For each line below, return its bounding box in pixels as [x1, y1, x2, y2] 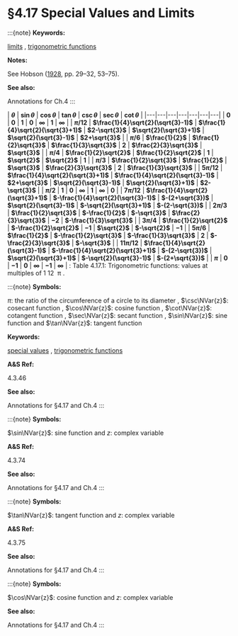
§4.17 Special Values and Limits [7, 5, 195, 21]
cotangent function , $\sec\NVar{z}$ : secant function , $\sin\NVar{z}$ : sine [7, 311, 228, 319]
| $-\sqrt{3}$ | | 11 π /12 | [72, 239, 143, 247]
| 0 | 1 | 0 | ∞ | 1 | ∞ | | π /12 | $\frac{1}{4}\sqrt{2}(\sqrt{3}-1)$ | [7, 118, 197, 127]
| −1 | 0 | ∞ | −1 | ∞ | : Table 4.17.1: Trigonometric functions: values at [7, 261, 208, 270]
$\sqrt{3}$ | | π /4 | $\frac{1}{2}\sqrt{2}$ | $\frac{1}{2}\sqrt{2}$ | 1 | [7, 148, 214, 157]
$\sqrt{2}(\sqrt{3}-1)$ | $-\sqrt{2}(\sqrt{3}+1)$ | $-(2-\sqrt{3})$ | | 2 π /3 [7, 200, 228, 210]
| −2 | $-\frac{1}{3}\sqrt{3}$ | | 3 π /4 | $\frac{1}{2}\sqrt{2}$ [47, 216, 228, 225]
